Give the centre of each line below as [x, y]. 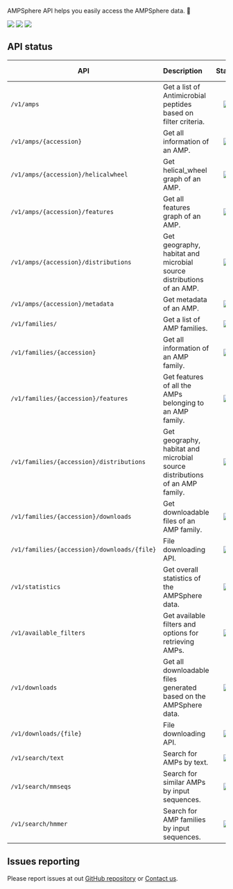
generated [180, 688]
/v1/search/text [37, 758]
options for [181, 633]
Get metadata [185, 299]
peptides [177, 104]
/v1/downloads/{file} [46, 733]
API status [30, 47]
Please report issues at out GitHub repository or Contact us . [93, 878]
